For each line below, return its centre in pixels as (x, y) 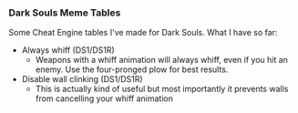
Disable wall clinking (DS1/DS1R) (82, 79)
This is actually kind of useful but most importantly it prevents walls (162, 89)
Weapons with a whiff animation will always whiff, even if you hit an (162, 60)
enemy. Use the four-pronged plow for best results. (132, 69)
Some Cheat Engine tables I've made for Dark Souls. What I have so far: (143, 33)
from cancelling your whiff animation (104, 98)
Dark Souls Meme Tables (65, 13)
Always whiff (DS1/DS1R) (68, 50)
